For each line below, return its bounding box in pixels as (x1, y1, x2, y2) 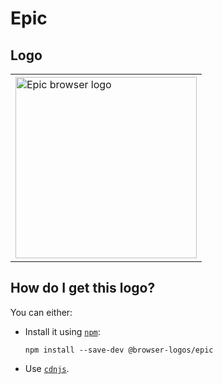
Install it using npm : (24, 325, 101, 337)
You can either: (10, 306, 73, 318)
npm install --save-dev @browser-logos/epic (24, 345, 214, 355)
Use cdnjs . (24, 362, 70, 374)
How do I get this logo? (10, 280, 156, 297)
